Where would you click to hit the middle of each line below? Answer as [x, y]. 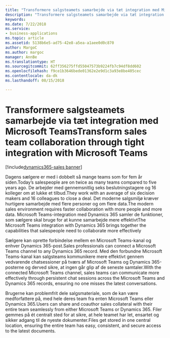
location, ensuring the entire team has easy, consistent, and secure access [83, 325]
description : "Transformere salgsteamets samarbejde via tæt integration [85, 15]
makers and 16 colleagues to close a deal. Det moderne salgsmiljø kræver [82, 198]
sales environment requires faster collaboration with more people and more [84, 209]
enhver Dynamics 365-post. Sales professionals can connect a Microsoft [80, 245]
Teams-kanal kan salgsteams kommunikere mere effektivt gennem [75, 257]
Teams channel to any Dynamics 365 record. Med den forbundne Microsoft [84, 251]
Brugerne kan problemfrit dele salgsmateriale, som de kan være [72, 293]
